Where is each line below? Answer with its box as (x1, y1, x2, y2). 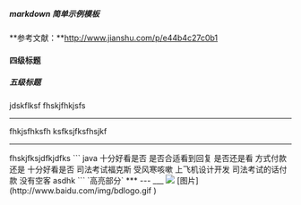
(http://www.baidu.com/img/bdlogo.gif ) (9, 184, 157, 196)
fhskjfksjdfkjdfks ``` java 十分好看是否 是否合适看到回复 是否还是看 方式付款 (9, 152, 288, 163)
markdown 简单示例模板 (9, 8, 100, 19)
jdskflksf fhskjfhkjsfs (9, 99, 86, 111)
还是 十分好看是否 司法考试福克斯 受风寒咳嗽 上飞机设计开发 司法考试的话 (9, 164, 279, 175)
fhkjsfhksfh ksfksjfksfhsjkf (9, 125, 107, 136)
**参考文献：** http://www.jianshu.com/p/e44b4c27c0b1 (9, 32, 219, 43)
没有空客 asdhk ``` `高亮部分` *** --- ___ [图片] (19, 175, 199, 185)
